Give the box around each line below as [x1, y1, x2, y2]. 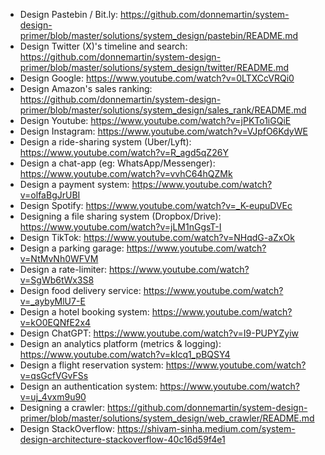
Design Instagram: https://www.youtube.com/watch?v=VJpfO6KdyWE [19, 125, 308, 137]
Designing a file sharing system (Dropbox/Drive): [19, 210, 222, 222]
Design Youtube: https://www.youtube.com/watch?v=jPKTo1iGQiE [19, 115, 292, 126]
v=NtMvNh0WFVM [19, 253, 99, 264]
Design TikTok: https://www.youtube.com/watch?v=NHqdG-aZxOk [19, 232, 295, 243]
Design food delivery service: [19, 285, 142, 296]
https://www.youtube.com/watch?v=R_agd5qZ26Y [19, 147, 229, 158]
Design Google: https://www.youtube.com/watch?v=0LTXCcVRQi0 [19, 72, 295, 84]
